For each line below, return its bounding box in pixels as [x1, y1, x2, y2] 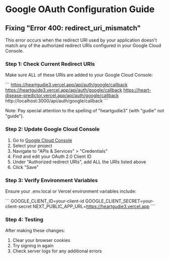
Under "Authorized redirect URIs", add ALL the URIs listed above [12, 158, 146, 165]
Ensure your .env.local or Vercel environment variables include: [5, 188, 137, 194]
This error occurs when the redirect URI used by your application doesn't [5, 37, 157, 43]
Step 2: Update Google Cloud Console [5, 125, 100, 133]
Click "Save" [12, 164, 39, 170]
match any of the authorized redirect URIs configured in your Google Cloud [5, 42, 161, 49]
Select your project [12, 143, 52, 149]
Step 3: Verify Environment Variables [5, 177, 98, 184]
